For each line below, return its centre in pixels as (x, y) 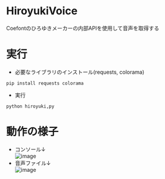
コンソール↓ (30, 149)
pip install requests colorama (45, 83)
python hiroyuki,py (30, 106)
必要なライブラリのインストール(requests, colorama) (80, 72)
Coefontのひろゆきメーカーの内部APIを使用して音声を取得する (83, 28)
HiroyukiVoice (42, 11)
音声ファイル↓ (33, 163)
